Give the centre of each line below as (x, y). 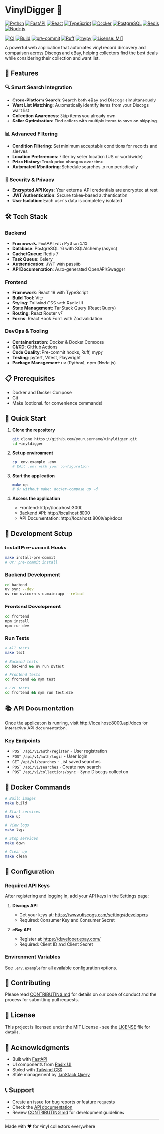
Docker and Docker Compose (42, 393)
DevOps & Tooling (27, 331)
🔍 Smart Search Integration (39, 87)
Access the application (36, 498)
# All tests (17, 648)
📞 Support (20, 1090)
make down (15, 843)
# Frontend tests (23, 675)
